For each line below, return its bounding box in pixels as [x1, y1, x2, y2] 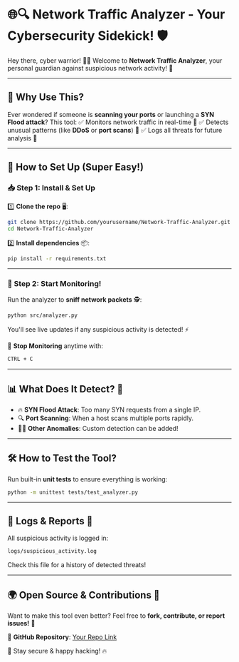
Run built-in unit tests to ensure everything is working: [7, 474, 168, 483]
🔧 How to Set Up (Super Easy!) [7, 161, 144, 173]
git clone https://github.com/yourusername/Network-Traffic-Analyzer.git [7, 219, 231, 226]
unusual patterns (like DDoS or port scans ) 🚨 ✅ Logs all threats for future [7, 126, 223, 134]
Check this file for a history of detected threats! [7, 561, 147, 569]
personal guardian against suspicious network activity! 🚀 [7, 63, 174, 72]
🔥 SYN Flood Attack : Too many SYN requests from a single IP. [17, 405, 201, 414]
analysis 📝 [7, 133, 38, 142]
